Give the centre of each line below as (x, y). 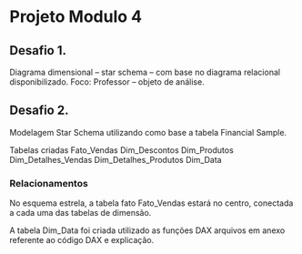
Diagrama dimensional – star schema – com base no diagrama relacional (145, 72)
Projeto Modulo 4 (76, 17)
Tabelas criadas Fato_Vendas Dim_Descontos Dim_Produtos (121, 150)
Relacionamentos (49, 183)
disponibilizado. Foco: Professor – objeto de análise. (107, 82)
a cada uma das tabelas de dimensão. (81, 213)
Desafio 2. (39, 111)
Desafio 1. (38, 51)
